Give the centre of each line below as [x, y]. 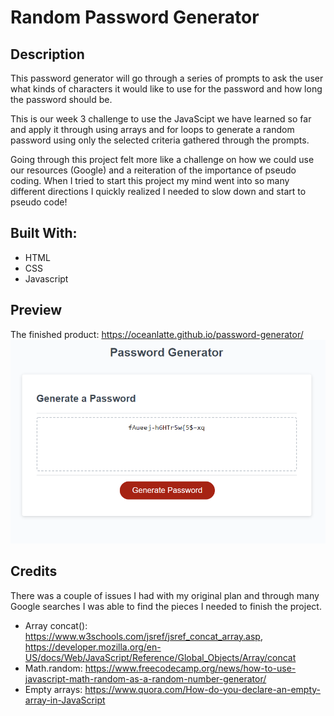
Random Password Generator [135, 17]
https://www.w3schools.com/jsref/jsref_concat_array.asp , [143, 636]
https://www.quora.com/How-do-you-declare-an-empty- [203, 689]
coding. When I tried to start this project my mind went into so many [150, 180]
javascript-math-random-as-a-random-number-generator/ [145, 678]
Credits [34, 571]
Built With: [44, 233]
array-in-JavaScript [65, 700]
